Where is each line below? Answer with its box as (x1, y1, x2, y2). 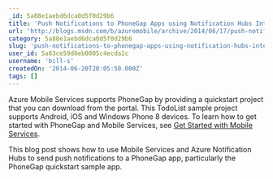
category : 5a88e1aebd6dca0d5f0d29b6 (8, 34, 132, 43)
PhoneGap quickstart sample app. (8, 161, 123, 171)
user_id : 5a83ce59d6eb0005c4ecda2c (8, 49, 129, 58)
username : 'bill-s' (8, 58, 75, 66)
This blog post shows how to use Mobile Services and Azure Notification (8, 144, 252, 154)
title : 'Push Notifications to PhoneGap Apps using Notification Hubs (8, 19, 253, 28)
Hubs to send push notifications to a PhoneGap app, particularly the (8, 153, 236, 163)
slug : (8, 42, 27, 50)
